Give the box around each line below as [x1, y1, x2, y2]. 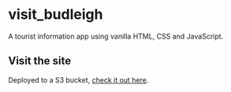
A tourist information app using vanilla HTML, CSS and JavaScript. [8, 31, 224, 41]
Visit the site [8, 54, 72, 68]
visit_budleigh [8, 6, 103, 24]
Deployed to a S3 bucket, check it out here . [8, 75, 149, 84]
